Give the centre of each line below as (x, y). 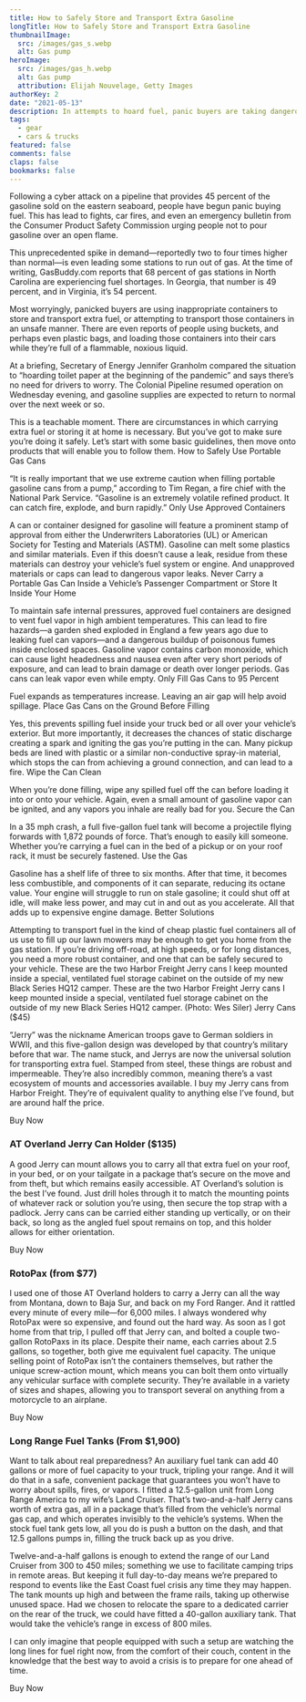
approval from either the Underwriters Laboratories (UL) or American (139, 535)
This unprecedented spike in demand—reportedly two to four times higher (149, 253)
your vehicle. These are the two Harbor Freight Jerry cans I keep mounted (149, 969)
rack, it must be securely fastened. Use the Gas (99, 856)
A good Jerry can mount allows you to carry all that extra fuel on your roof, (150, 1164)
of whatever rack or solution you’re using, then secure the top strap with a (148, 1203)
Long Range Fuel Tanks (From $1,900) (95, 1440)
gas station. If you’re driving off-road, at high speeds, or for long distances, (151, 950)
